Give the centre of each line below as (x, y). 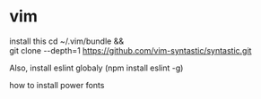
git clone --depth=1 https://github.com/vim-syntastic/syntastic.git (130, 50)
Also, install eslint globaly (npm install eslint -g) (96, 68)
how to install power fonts (57, 85)
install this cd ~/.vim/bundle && (66, 41)
